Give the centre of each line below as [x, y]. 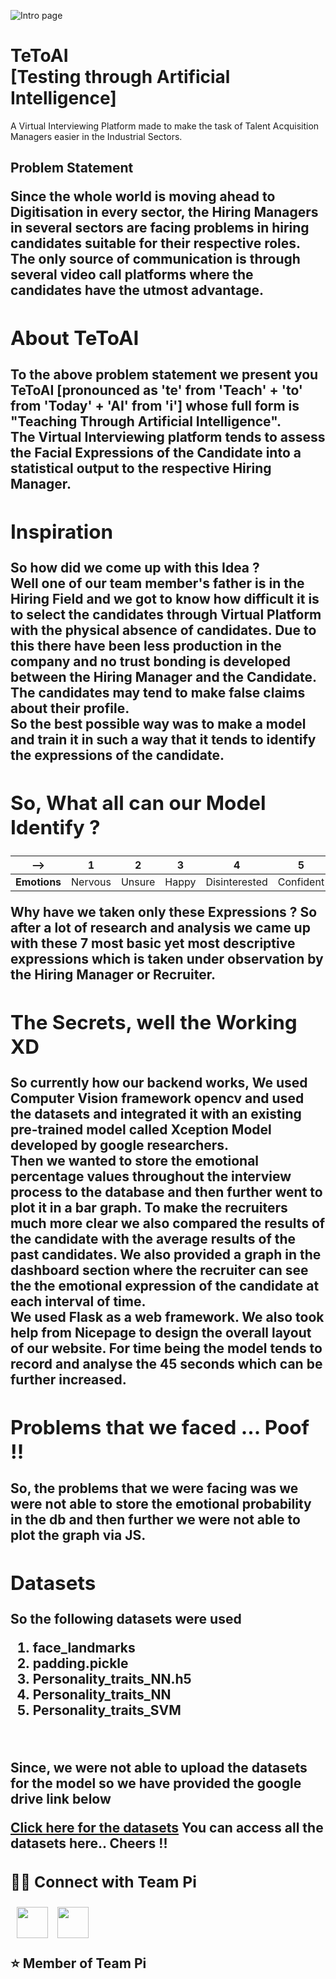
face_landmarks [84, 1647]
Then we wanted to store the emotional [135, 1161]
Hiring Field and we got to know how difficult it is [165, 598]
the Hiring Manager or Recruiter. [113, 975]
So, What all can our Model [138, 802]
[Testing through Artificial [120, 77]
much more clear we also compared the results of [168, 1223]
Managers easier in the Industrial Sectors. [96, 136]
